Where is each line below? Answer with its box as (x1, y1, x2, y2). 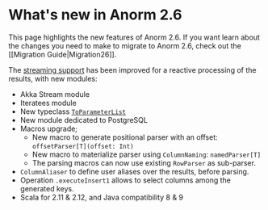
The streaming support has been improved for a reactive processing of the (8, 65, 257, 74)
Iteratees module (19, 98, 77, 107)
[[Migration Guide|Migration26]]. (8, 49, 117, 59)
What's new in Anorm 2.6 (8, 6, 183, 24)
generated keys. (19, 183, 74, 193)
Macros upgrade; (19, 124, 78, 133)
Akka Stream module (19, 89, 90, 99)
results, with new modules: (8, 73, 98, 83)
